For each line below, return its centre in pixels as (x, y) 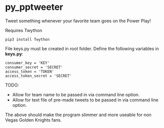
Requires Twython (24, 30)
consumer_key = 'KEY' (27, 63)
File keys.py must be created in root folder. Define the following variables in (82, 48)
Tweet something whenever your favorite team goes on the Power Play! (78, 21)
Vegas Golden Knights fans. (33, 120)
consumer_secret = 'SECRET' (34, 67)
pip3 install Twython (27, 39)
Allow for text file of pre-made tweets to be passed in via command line (85, 100)
